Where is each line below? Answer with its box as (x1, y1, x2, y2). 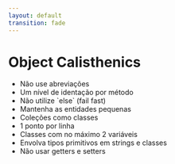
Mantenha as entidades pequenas (19, 105, 131, 114)
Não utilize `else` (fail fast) (19, 96, 106, 105)
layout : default (8, 11, 62, 20)
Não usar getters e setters (19, 147, 106, 156)
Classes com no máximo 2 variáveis (19, 130, 138, 139)
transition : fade (8, 19, 66, 27)
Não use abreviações (19, 79, 90, 89)
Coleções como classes (19, 113, 99, 123)
